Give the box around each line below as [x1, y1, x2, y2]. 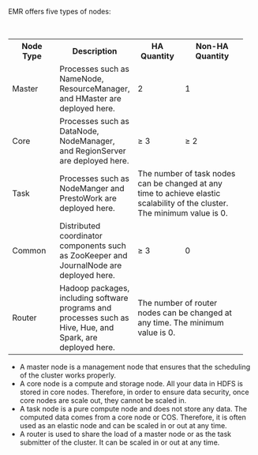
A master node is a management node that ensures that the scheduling [19, 363, 251, 371]
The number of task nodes [137, 168, 236, 179]
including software [59, 292, 129, 303]
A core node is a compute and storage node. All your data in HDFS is [19, 379, 243, 388]
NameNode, [59, 73, 104, 84]
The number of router [137, 298, 218, 308]
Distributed [59, 220, 101, 231]
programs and [59, 303, 112, 313]
